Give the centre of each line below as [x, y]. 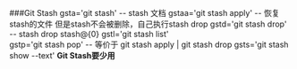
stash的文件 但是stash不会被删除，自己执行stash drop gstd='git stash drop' [148, 24]
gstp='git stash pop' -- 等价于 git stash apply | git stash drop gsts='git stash [149, 44]
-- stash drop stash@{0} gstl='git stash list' [89, 34]
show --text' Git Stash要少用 [62, 55]
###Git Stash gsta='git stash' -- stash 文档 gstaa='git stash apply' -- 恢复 [144, 13]
